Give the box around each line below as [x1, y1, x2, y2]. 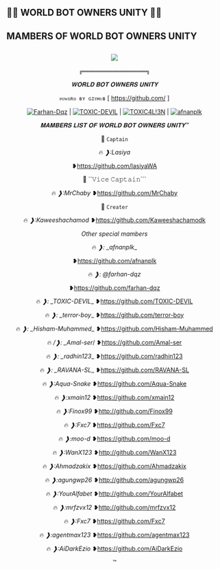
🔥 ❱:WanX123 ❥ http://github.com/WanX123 [52, 448, 177, 456]
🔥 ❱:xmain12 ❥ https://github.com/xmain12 [54, 393, 175, 401]
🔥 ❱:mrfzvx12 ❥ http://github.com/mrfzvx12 [53, 503, 176, 511]
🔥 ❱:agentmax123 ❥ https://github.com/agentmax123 [39, 531, 190, 539]
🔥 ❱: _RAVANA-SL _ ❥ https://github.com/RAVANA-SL [39, 366, 190, 374]
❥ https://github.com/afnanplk [72, 256, 157, 265]
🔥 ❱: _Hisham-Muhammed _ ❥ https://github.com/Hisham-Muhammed [16, 324, 213, 333]
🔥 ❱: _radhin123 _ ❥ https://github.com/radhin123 [46, 352, 183, 360]
